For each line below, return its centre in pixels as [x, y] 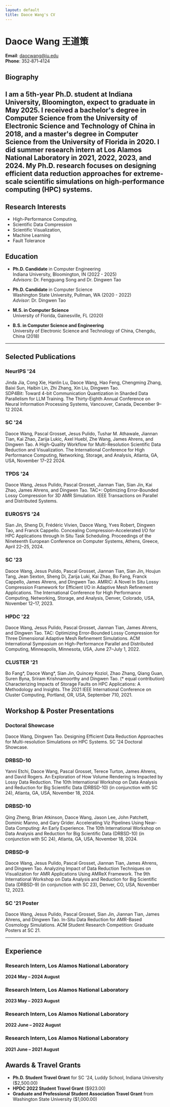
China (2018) [26, 336]
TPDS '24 [17, 474]
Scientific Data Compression [42, 224]
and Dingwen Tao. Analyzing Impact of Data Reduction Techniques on [78, 868]
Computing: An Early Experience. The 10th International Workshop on [88, 828]
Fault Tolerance [29, 241]
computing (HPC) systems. [49, 190]
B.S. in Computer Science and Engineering [58, 325]
